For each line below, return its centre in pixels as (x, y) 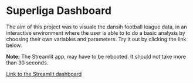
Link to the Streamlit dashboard (44, 74)
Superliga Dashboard (59, 11)
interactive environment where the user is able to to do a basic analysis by (96, 33)
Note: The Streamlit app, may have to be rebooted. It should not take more (96, 56)
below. (14, 45)
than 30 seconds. (27, 63)
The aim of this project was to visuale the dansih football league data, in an (97, 27)
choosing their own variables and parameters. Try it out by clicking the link (96, 39)
